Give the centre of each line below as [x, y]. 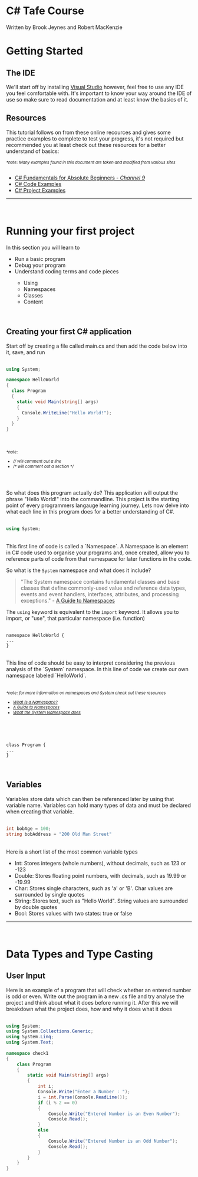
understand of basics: [33, 151]
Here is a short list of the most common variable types [72, 852]
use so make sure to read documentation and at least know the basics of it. [97, 99]
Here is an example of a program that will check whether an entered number [99, 990]
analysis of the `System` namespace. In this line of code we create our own [97, 669]
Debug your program [40, 265]
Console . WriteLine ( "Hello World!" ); [67, 413]
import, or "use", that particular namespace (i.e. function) [76, 619]
